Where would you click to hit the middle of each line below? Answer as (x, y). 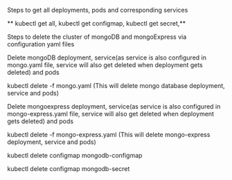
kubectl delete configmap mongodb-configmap (75, 155)
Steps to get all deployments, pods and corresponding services (98, 10)
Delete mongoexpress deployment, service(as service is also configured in (114, 106)
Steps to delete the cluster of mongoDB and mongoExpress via (97, 37)
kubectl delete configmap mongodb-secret (69, 169)
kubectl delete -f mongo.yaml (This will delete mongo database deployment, (116, 85)
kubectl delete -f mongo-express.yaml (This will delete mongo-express (109, 135)
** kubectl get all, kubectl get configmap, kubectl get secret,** (97, 23)
